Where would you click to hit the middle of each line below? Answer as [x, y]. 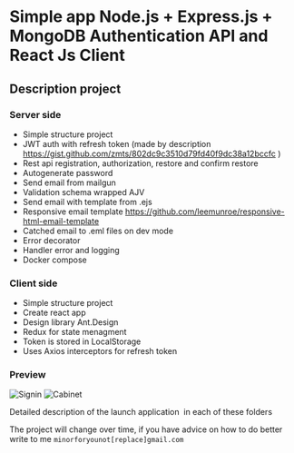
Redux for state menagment [74, 332]
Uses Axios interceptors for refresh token [100, 351]
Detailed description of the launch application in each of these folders [141, 412]
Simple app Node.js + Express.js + [141, 17]
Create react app [54, 313]
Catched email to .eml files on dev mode [98, 231]
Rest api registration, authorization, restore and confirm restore [140, 163]
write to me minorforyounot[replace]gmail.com [97, 439]
